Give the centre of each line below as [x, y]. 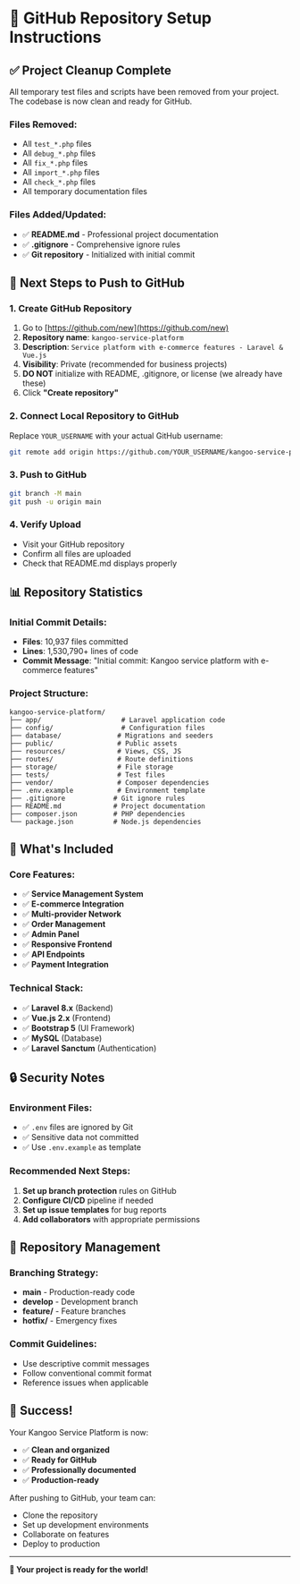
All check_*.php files [59, 182]
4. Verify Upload [46, 524]
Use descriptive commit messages [86, 1363]
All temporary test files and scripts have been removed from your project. [144, 92]
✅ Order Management [64, 924]
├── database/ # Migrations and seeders [112, 736]
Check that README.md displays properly [100, 563]
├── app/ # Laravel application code [117, 720]
